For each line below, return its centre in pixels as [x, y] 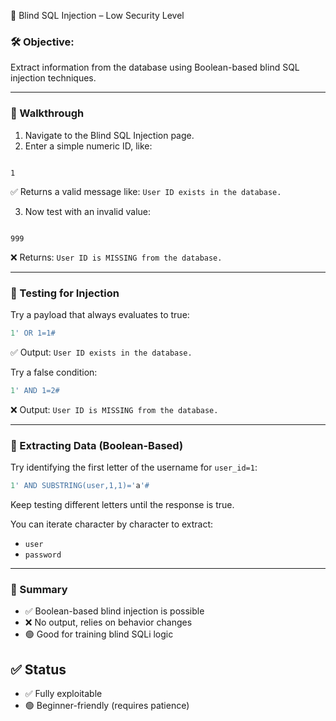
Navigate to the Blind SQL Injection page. [109, 135]
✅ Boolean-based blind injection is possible [114, 611]
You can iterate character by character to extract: [112, 524]
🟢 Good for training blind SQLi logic [99, 634]
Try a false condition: [54, 372]
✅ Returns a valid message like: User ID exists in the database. [146, 191]
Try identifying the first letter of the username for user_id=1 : [134, 467]
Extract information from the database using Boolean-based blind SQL [155, 67]
